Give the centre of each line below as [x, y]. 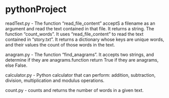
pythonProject [36, 9]
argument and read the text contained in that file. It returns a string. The [80, 28]
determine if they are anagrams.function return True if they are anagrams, [82, 60]
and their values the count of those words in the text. [60, 44]
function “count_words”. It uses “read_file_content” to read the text [74, 34]
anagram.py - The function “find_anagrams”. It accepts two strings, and [80, 55]
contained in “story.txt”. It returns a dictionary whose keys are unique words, [85, 39]
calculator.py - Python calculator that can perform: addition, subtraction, [80, 75]
